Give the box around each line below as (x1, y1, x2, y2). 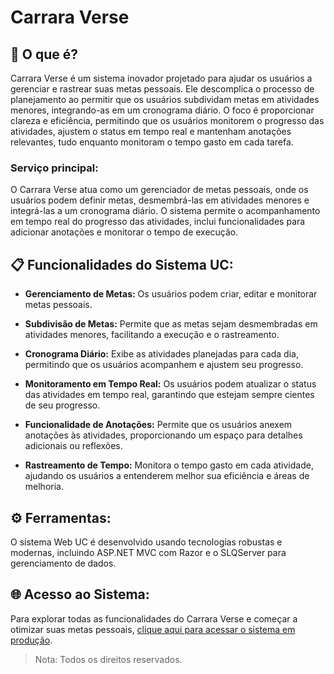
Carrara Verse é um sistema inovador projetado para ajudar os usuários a (10, 72, 313, 84)
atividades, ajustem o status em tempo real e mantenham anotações (10, 126, 292, 137)
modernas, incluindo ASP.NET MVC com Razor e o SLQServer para (10, 546, 287, 558)
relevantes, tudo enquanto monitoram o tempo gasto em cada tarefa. (10, 136, 294, 148)
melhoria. (24, 481, 64, 493)
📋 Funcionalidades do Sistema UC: (10, 256, 234, 273)
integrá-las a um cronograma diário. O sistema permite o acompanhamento (10, 205, 321, 217)
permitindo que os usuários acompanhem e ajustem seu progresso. (24, 359, 304, 371)
